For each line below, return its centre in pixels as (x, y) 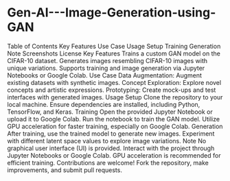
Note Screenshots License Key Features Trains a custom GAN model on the (114, 53)
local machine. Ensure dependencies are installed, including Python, (104, 104)
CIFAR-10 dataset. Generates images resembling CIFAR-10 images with (107, 60)
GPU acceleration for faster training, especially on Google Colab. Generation (115, 126)
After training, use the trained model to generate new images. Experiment (111, 133)
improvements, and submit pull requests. (65, 170)
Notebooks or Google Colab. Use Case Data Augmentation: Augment (105, 75)
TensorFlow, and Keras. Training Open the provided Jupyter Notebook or (110, 112)
